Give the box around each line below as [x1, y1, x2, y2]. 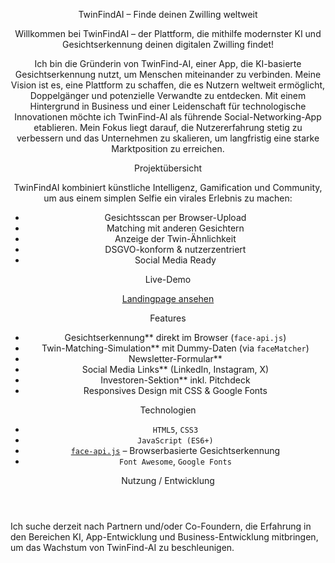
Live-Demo [144, 274, 192, 285]
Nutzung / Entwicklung [121, 475, 215, 486]
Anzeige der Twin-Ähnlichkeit [114, 233, 237, 244]
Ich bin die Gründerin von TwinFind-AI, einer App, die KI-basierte [34, 58, 302, 69]
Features [149, 312, 187, 324]
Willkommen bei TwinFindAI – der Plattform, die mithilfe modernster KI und [14, 28, 322, 39]
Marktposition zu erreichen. [111, 143, 225, 154]
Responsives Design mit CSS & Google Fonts [83, 385, 268, 396]
